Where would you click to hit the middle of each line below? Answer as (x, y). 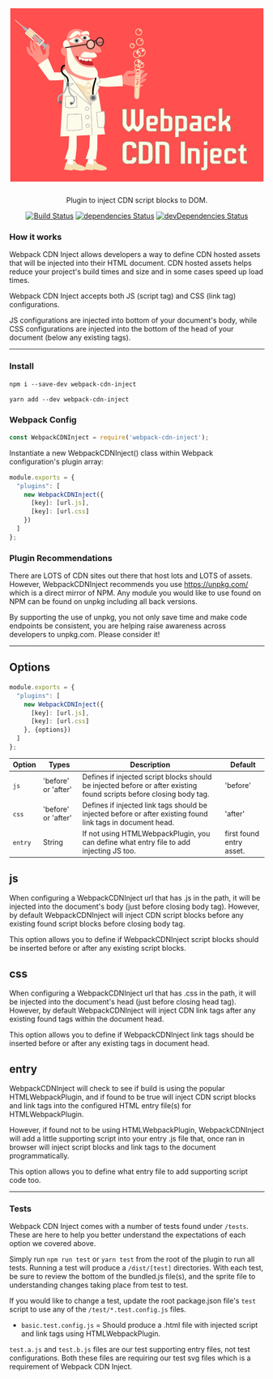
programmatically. (39, 1156)
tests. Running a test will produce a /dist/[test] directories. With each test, (136, 1268)
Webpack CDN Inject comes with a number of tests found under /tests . (129, 1227)
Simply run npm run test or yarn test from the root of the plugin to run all (132, 1259)
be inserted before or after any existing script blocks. (98, 949)
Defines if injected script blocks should (147, 777)
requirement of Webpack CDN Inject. (71, 1367)
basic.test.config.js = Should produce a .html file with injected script (139, 1325)
